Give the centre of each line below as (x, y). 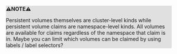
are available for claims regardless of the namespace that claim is (86, 33)
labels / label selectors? (35, 45)
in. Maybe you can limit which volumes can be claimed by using (84, 39)
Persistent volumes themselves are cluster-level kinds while (79, 20)
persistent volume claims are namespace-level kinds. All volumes (86, 26)
